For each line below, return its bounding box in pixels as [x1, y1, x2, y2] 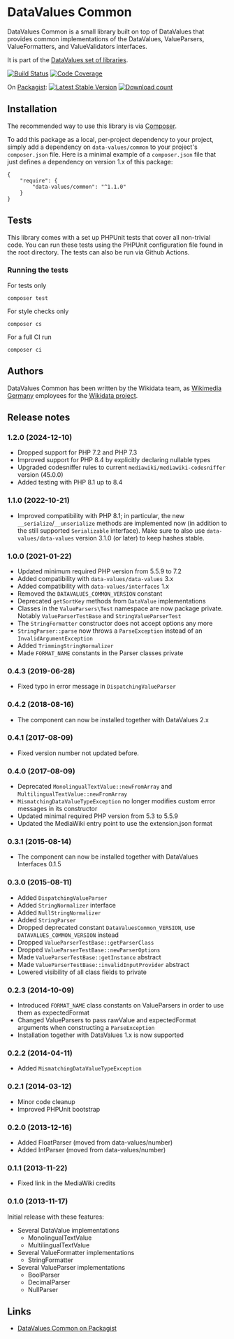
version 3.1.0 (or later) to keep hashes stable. [75, 534, 205, 542]
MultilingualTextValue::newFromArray [17, 791, 128, 798]
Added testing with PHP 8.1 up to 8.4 [17, 478, 123, 487]
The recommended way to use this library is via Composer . [7, 122, 177, 130]
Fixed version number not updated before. [17, 749, 140, 757]
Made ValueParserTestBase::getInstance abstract [17, 952, 162, 961]
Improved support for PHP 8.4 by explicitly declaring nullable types [17, 456, 211, 464]
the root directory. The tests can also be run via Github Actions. [7, 248, 190, 256]
